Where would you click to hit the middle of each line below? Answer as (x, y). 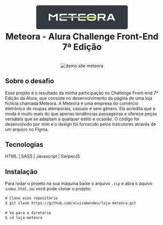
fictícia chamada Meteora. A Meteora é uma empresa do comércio (72, 103)
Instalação (21, 171)
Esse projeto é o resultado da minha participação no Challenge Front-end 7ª (82, 93)
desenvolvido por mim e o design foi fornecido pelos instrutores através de (81, 124)
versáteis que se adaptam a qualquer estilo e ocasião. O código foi (72, 119)
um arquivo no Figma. (27, 129)
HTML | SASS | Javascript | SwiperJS (42, 157)
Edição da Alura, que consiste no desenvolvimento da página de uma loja (79, 98)
